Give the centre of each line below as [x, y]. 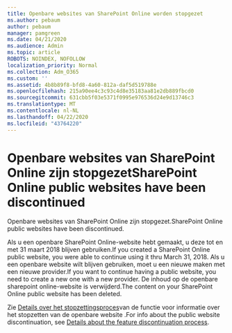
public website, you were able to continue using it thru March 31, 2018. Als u [116, 257]
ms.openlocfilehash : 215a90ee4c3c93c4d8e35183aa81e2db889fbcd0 [101, 91]
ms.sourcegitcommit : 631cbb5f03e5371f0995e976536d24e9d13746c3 [101, 98]
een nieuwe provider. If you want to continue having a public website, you [112, 272]
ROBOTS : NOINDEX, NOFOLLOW [46, 59]
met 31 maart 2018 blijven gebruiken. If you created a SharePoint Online [109, 250]
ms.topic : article [34, 53]
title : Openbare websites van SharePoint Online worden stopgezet [105, 14]
